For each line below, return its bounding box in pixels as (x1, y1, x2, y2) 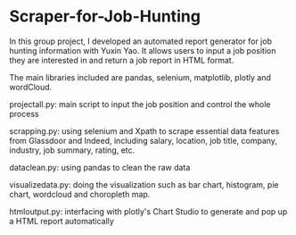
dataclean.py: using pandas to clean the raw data (9, 162, 191, 172)
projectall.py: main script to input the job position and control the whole (9, 98, 271, 109)
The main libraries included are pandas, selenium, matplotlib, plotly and (9, 71, 272, 82)
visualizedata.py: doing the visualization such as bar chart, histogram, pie (9, 179, 279, 189)
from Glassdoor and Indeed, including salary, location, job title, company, (9, 135, 278, 146)
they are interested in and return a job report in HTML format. (9, 55, 234, 65)
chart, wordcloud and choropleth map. (9, 189, 151, 199)
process (9, 108, 39, 119)
